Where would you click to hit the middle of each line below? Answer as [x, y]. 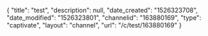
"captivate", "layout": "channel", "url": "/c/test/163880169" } [94, 25]
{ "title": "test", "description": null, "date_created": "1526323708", [102, 10]
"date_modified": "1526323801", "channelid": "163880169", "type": [104, 18]
